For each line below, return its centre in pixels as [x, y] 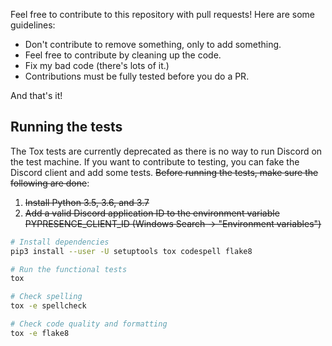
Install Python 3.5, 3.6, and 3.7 [87, 202]
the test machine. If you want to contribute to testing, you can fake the [155, 161]
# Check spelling [46, 297]
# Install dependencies [60, 242]
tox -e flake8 [40, 333]
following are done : [50, 183]
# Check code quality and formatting [89, 324]
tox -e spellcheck [48, 306]
